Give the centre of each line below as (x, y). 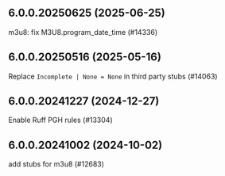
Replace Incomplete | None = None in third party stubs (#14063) (113, 76)
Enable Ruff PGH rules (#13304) (60, 120)
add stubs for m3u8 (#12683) (56, 164)
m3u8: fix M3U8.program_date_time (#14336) (83, 32)
